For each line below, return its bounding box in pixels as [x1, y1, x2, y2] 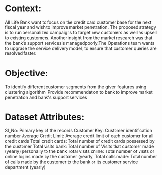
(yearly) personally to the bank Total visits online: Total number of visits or [5, 148, 155, 154]
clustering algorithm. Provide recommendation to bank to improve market [5, 89, 153, 95]
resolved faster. [5, 50, 37, 56]
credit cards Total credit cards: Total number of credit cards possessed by [5, 138, 155, 144]
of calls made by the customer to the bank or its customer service [5, 159, 138, 165]
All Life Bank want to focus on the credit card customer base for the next [5, 19, 152, 25]
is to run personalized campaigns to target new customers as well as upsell [5, 29, 157, 35]
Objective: [5, 68, 48, 79]
